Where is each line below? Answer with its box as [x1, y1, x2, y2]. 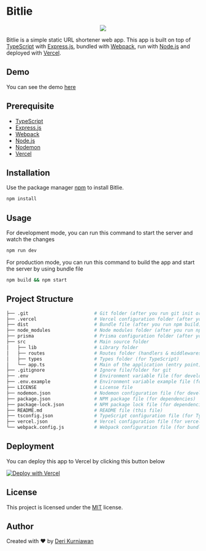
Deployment [6, 441, 55, 452]
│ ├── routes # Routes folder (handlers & [6, 350, 169, 356]
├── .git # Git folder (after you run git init [6, 310, 193, 317]
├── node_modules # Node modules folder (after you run [6, 327, 193, 334]
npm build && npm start [6, 277, 67, 283]
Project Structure [6, 294, 74, 304]
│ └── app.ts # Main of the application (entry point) [6, 361, 202, 368]
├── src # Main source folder [6, 339, 150, 345]
